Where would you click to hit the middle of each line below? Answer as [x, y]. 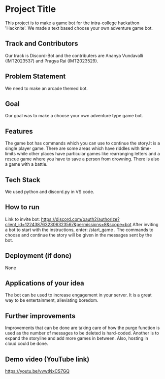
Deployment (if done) [38, 256]
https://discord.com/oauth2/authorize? [80, 219]
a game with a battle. [26, 164]
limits [11, 154]
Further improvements [40, 316]
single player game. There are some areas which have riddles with [72, 148]
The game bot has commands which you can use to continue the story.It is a [82, 143]
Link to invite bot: [23, 219]
